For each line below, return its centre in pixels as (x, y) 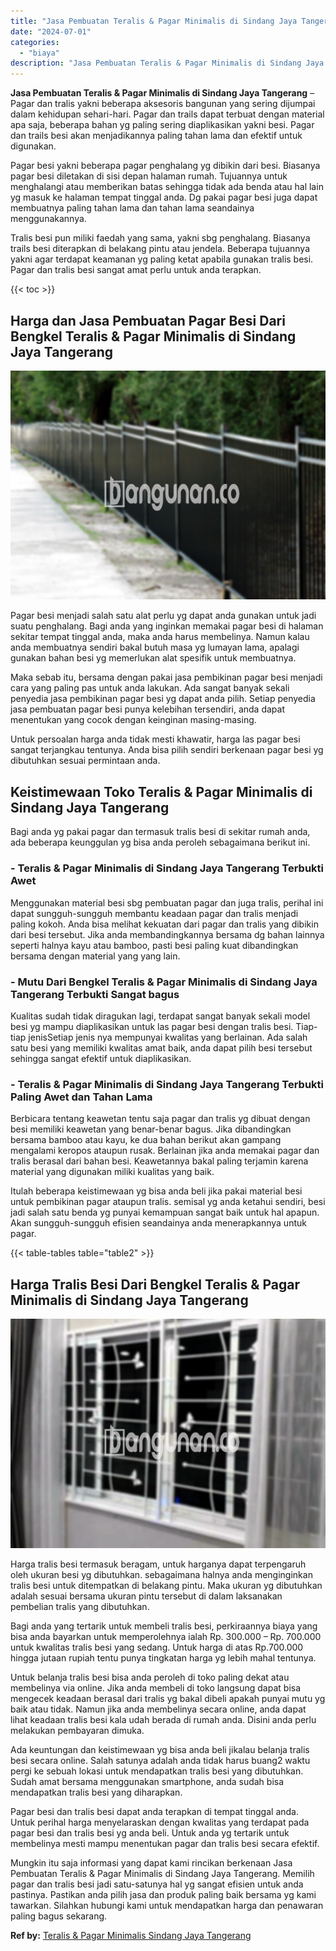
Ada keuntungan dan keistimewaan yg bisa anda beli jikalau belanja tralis (160, 1749)
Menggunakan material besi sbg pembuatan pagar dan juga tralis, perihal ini (167, 902)
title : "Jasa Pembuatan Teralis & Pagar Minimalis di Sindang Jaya (154, 21)
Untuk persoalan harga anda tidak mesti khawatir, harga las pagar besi (155, 739)
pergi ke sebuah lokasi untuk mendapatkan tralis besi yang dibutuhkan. (157, 1771)
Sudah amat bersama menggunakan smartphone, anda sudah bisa (147, 1781)
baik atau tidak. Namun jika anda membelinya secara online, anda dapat (158, 1709)
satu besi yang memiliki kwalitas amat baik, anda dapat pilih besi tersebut (161, 1047)
